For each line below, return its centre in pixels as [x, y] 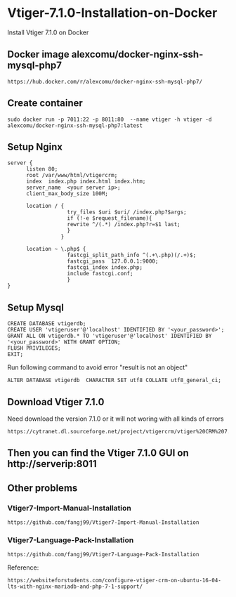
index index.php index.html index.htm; [86, 182]
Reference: [23, 568]
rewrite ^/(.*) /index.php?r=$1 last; [124, 225]
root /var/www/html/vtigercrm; [72, 176]
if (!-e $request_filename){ [110, 218]
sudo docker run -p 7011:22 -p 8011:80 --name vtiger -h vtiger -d [110, 119]
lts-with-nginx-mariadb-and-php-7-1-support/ [75, 587]
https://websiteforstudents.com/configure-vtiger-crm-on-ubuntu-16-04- [114, 581]
